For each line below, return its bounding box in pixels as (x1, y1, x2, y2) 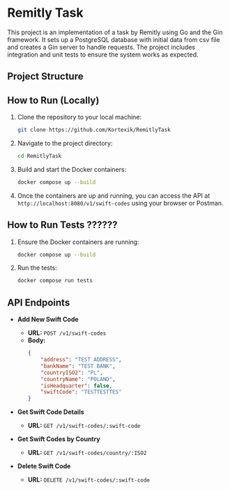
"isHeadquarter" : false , (40, 382, 113, 389)
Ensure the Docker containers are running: (17, 238, 139, 246)
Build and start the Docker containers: (17, 165, 127, 173)
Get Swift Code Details (17, 408, 85, 417)
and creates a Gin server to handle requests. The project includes (7, 43, 196, 51)
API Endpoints (7, 296, 70, 308)
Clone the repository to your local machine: (17, 113, 141, 122)
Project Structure (7, 71, 84, 82)
